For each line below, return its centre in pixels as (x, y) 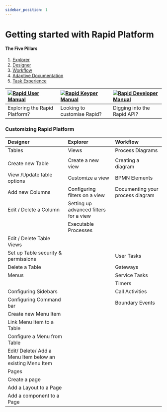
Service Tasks (131, 275)
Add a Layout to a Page (35, 388)
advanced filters (87, 210)
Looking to (73, 108)
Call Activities (131, 292)
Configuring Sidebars (33, 292)
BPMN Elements (134, 178)
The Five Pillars (21, 48)
